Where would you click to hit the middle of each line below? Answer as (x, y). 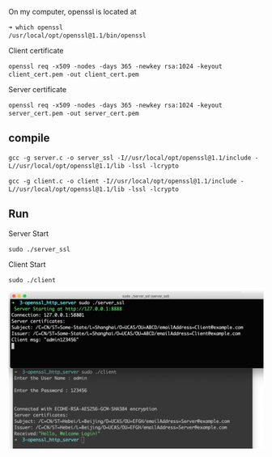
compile (29, 138)
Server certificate (38, 89)
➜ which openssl (36, 28)
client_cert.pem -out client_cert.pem (74, 74)
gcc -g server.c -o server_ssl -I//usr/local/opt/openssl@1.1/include (130, 158)
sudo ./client (32, 280)
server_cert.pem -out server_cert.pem (74, 113)
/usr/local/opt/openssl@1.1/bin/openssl (78, 36)
